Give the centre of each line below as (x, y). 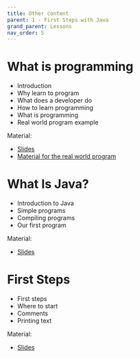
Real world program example (58, 123)
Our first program (42, 225)
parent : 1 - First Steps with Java (58, 20)
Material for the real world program (67, 156)
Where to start (37, 306)
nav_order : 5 (26, 33)
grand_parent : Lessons (39, 26)
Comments (33, 313)
